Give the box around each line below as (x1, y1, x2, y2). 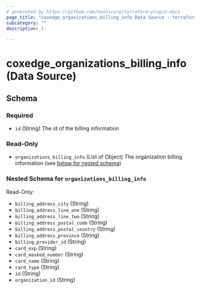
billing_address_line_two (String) (14, 212, 100, 220)
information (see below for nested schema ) (14, 160, 121, 167)
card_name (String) (14, 257, 60, 264)
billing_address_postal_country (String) (14, 225, 115, 232)
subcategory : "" (6, 20, 47, 26)
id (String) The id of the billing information (14, 125, 120, 132)
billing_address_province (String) (14, 232, 100, 239)
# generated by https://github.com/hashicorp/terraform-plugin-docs (6, 8, 181, 15)
